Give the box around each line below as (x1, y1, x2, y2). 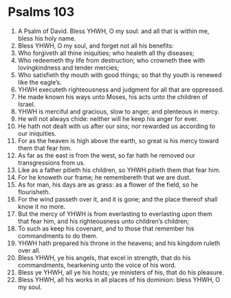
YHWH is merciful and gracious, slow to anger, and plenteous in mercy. (17, 107, 220, 116)
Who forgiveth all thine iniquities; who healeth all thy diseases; (17, 49, 195, 57)
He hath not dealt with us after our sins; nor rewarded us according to (17, 122, 216, 130)
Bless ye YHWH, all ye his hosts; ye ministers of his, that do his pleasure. (17, 268, 224, 276)
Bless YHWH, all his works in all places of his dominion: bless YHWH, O (17, 275, 221, 284)
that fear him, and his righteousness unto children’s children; (17, 217, 190, 225)
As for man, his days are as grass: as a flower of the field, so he (17, 180, 199, 189)
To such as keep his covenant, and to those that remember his (17, 224, 195, 233)
